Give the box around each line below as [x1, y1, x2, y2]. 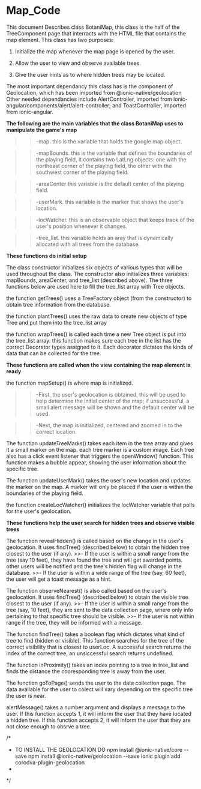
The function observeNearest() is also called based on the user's [6, 587, 167, 594]
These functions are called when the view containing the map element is [6, 361, 191, 368]
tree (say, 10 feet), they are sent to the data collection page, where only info [6, 606, 193, 613]
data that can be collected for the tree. [6, 349, 101, 357]
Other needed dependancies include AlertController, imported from [6, 95, 172, 103]
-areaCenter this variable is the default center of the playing [35, 180, 184, 187]
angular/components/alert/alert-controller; [6, 101, 111, 109]
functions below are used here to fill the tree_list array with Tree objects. [6, 283, 185, 290]
